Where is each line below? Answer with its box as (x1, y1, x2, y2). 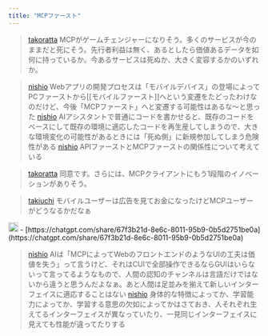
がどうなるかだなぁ (27, 206, 92, 215)
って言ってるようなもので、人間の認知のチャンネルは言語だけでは (34, 270, 252, 279)
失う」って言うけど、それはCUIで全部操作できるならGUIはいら (42, 259, 249, 269)
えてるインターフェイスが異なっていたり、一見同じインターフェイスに (27, 310, 258, 319)
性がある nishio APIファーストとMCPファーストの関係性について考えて (27, 142, 260, 151)
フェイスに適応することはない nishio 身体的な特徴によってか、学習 (27, 290, 247, 299)
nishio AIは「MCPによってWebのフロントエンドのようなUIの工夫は (27, 250, 248, 259)
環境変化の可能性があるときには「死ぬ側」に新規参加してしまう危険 (34, 131, 260, 141)
